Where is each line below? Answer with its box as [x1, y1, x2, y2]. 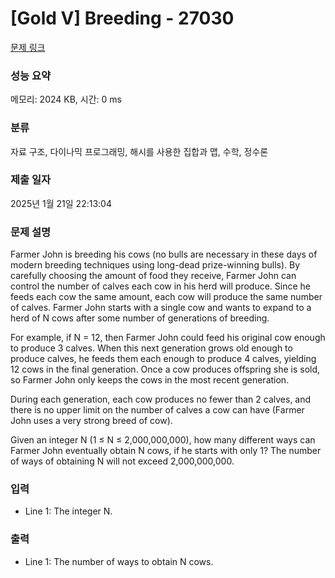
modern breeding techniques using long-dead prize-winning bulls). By [10, 259, 301, 271]
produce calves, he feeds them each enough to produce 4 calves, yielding [10, 353, 317, 365]
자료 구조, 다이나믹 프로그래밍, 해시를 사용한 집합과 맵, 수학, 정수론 [10, 145, 269, 157]
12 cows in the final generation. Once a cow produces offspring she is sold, [10, 363, 321, 376]
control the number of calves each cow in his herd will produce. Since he [10, 280, 311, 292]
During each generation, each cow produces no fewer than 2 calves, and [10, 393, 312, 406]
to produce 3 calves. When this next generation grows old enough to [10, 342, 293, 354]
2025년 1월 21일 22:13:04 [10, 197, 112, 209]
